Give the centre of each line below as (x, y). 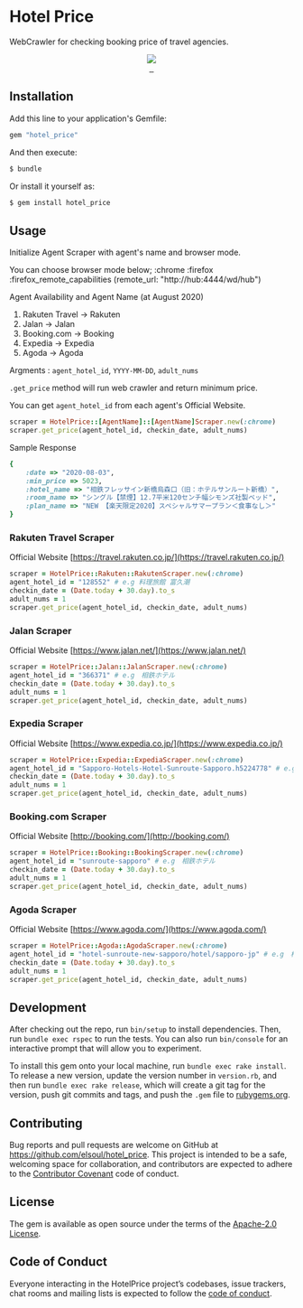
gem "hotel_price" (44, 135)
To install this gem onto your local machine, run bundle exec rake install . (148, 1066)
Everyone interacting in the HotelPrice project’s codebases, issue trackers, (148, 1284)
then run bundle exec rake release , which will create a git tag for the (138, 1085)
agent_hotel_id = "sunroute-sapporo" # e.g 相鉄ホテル (112, 861)
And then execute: (43, 152)
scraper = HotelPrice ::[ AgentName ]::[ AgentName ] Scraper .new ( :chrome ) (143, 422)
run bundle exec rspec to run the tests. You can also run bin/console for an (149, 1039)
